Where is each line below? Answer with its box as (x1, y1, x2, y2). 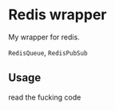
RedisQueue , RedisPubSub (8, 47, 88, 57)
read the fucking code (8, 92, 81, 102)
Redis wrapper (8, 6, 107, 24)
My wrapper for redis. (8, 32, 80, 42)
